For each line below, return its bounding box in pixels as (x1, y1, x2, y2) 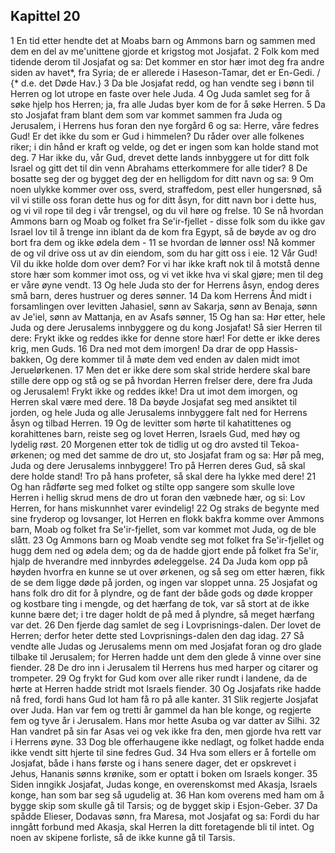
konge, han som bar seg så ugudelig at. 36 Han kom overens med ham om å (10, 789, 325, 801)
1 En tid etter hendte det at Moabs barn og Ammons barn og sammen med (10, 34, 316, 46)
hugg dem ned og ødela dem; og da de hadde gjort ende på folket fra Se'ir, (10, 544, 320, 556)
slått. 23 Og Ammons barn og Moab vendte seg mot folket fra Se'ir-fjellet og (10, 534, 325, 546)
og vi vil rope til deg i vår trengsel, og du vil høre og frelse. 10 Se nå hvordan (10, 204, 324, 216)
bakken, (10, 353, 44, 365)
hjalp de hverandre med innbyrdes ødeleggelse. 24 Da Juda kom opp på (10, 555, 308, 567)
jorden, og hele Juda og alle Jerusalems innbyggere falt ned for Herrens (10, 406, 308, 418)
